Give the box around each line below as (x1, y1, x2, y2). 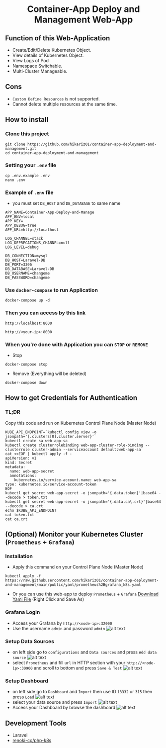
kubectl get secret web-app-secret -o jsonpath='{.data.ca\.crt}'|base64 (5, 499, 162, 504)
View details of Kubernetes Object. (12, 52, 84, 58)
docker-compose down (5, 380, 48, 385)
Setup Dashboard (5, 677, 49, 684)
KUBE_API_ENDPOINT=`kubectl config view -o (5, 429, 97, 435)
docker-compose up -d (5, 298, 50, 303)
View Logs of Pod (12, 58, 49, 63)
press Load (12, 694, 34, 700)
